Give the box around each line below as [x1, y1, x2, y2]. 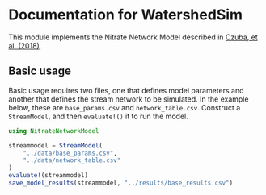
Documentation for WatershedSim [8, 6, 243, 24]
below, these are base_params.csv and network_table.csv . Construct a [8, 102, 241, 112]
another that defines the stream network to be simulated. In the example [8, 94, 249, 104]
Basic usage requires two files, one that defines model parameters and [8, 85, 244, 95]
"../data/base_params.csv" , [23, 149, 117, 157]
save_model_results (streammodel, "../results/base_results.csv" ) [8, 179, 233, 187]
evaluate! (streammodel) [8, 172, 89, 180]
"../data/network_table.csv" [23, 156, 121, 164]
